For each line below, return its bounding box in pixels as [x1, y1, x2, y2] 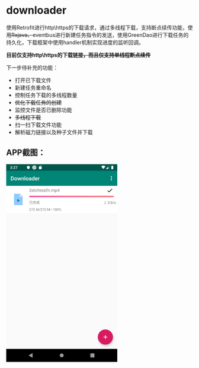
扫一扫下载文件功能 [14, 121, 62, 128]
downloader [6, 4, 67, 17]
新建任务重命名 [14, 84, 52, 91]
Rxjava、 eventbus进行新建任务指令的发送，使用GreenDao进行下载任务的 [11, 31, 189, 39]
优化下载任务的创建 [14, 99, 62, 106]
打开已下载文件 [14, 77, 52, 84]
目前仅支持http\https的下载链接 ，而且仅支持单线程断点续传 [6, 51, 151, 58]
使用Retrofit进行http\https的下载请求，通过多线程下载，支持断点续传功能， [6, 24, 188, 31]
